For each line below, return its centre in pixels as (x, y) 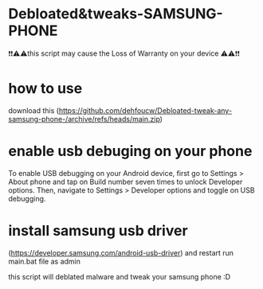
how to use (45, 89)
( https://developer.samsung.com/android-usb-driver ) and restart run (121, 252)
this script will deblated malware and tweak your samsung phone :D (120, 276)
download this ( (34, 110)
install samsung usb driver (98, 231)
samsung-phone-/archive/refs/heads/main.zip (84, 119)
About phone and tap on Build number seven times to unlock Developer (126, 182)
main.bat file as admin (45, 261)
